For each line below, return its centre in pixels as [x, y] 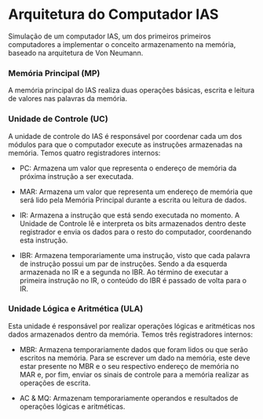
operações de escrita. [55, 383]
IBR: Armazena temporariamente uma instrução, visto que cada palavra [135, 255]
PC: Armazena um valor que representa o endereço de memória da [128, 168]
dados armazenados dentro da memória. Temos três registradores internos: [131, 334]
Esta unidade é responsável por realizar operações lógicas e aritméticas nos [131, 326]
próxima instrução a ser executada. [77, 176]
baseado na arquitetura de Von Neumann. [76, 53]
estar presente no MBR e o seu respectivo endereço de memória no [129, 366]
